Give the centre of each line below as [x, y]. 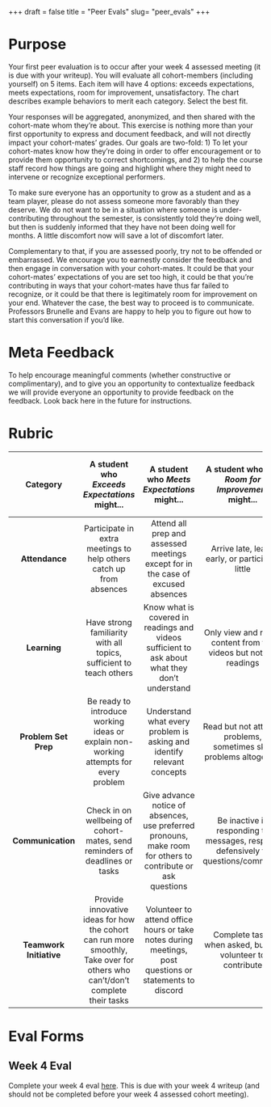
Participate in [109, 528]
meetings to [109, 548]
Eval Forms [46, 1036]
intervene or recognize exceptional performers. [87, 176]
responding [238, 830]
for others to [169, 856]
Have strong [109, 622]
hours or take [169, 929]
